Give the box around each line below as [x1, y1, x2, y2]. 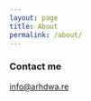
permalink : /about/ [9, 30, 83, 39]
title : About [9, 22, 59, 31]
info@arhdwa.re [9, 81, 69, 92]
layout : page [9, 13, 59, 23]
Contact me [9, 60, 62, 73]
